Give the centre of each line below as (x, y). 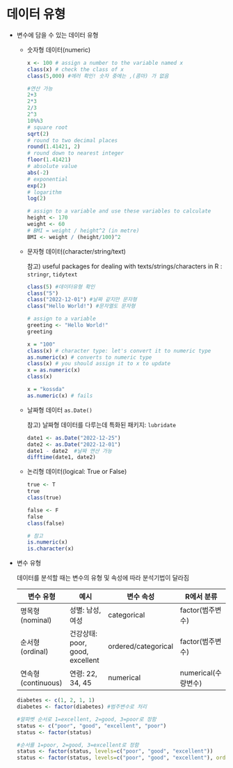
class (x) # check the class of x (75, 69)
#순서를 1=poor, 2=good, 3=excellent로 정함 (78, 745)
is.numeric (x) (47, 542)
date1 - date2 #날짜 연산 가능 (70, 451)
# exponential (47, 179)
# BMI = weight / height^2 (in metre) (83, 231)
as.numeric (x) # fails (60, 395)
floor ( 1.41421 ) (49, 160)
